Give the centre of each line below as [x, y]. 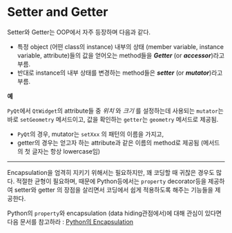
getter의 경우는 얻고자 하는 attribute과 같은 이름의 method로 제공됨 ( [110, 142]
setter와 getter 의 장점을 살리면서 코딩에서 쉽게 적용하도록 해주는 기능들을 [114, 189]
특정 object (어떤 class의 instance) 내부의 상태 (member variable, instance [120, 46]
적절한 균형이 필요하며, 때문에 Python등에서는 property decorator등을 [112, 181]
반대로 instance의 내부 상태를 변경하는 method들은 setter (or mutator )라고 [120, 73]
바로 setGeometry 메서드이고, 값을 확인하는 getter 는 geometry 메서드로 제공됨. [113, 119]
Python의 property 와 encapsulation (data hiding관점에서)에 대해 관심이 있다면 [115, 213]
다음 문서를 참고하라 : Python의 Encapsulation [70, 221]
